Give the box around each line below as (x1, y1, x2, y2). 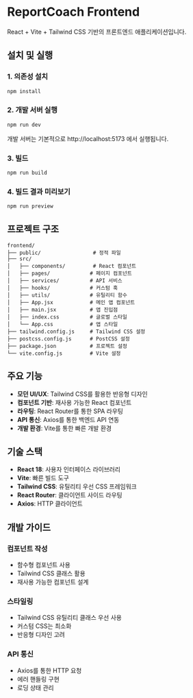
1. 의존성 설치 (7, 72, 49, 82)
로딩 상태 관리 (16, 683, 54, 692)
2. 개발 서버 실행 (7, 105, 58, 115)
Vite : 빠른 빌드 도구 (16, 474, 70, 482)
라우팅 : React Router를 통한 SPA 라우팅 (16, 407, 123, 415)
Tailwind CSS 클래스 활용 (16, 569, 86, 577)
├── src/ (7, 255, 32, 262)
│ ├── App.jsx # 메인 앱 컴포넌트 (7, 299, 136, 306)
